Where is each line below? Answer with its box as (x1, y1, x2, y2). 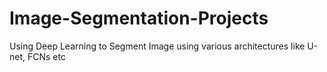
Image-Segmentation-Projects (9, 7, 269, 30)
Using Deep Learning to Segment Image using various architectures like (9, 40, 306, 52)
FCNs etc (27, 50, 66, 62)
